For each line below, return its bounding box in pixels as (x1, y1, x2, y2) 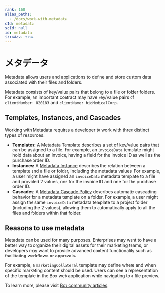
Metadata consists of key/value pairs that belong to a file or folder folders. (5, 89, 155, 95)
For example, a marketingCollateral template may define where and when (5, 262, 156, 268)
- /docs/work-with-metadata (9, 16, 67, 21)
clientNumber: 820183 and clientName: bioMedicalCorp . (5, 99, 118, 105)
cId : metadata (5, 21, 34, 26)
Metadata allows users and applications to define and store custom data (5, 74, 152, 80)
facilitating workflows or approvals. (5, 253, 76, 259)
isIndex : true (5, 35, 34, 40)
